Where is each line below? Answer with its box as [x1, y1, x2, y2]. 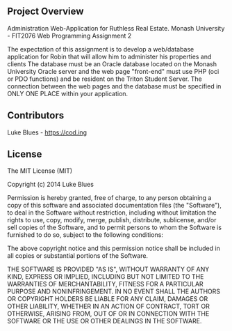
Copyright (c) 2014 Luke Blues [7, 180, 94, 189]
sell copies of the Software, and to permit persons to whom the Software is [7, 223, 222, 232]
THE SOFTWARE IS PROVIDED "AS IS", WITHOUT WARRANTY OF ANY [7, 265, 210, 274]
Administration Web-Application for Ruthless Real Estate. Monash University [7, 24, 225, 32]
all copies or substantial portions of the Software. [7, 252, 148, 260]
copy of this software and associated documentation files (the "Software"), [7, 201, 222, 210]
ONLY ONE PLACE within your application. [7, 89, 129, 98]
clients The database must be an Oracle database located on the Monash [7, 59, 217, 68]
